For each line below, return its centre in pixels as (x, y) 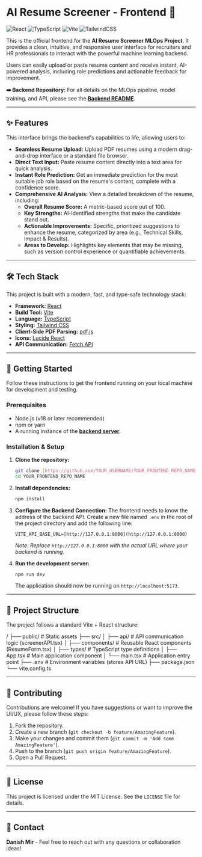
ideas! (14, 848)
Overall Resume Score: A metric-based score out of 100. (95, 206)
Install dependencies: (43, 488)
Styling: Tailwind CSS (42, 325)
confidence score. (38, 187)
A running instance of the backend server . (68, 431)
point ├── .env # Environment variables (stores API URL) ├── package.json (100, 662)
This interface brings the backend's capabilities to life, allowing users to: (96, 137)
